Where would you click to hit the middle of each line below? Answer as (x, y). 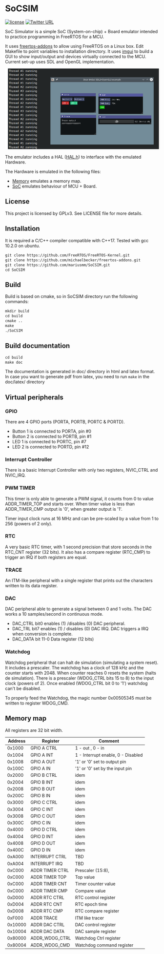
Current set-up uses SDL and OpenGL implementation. (60, 62)
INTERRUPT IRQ (47, 863)
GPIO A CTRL (44, 748)
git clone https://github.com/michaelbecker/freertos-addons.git (73, 260)
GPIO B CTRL (44, 775)
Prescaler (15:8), (92, 870)
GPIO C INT (42, 809)
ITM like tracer (89, 918)
